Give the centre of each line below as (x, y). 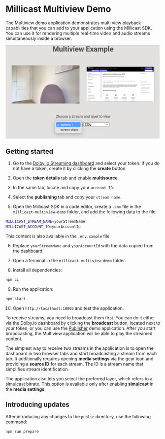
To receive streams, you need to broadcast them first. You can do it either (80, 318)
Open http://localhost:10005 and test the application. (68, 308)
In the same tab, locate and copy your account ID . (63, 188)
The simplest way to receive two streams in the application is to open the (80, 348)
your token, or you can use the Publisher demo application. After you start (81, 328)
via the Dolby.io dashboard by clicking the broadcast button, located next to (83, 323)
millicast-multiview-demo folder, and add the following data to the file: (85, 212)
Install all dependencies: (37, 270)
